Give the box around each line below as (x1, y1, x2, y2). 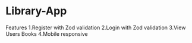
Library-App (5, 4, 67, 18)
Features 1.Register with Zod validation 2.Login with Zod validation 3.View (5, 24, 186, 31)
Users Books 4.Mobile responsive (5, 30, 88, 37)
